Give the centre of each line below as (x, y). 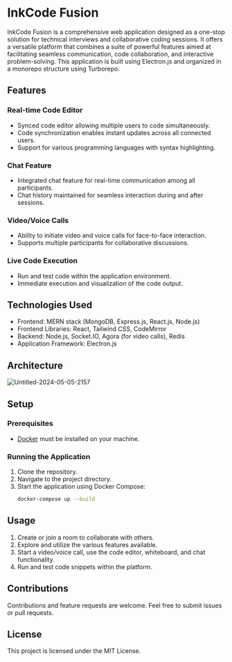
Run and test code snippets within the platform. (84, 566)
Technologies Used (50, 305)
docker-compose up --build (56, 499)
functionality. (36, 560)
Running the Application (49, 456)
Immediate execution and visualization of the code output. (100, 283)
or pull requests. (30, 612)
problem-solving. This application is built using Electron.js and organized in (114, 61)
